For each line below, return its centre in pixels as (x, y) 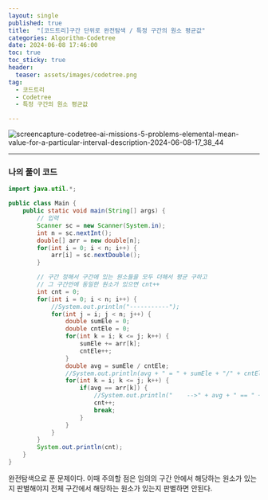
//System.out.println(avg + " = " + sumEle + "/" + (153, 373)
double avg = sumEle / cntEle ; (117, 366)
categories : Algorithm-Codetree (62, 38)
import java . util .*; (43, 189)
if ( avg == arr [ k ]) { (114, 388)
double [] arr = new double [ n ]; (89, 240)
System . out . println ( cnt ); (80, 447)
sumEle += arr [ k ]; (110, 344)
